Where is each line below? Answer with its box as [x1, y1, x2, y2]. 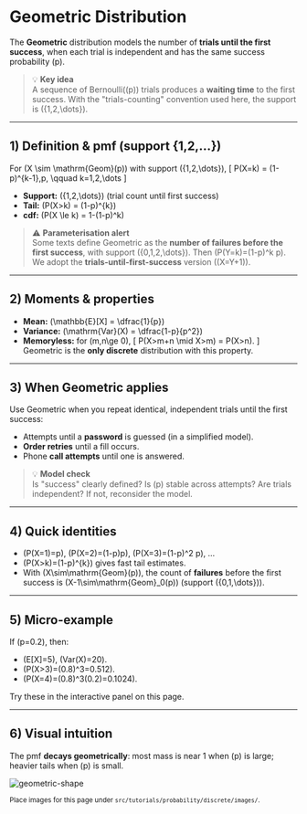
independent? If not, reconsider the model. [31, 489, 194, 500]
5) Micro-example [9, 612, 114, 628]
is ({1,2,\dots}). [31, 103, 89, 114]
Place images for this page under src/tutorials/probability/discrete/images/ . [9, 795, 260, 805]
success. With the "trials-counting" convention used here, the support [31, 93, 297, 104]
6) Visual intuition [9, 726, 113, 742]
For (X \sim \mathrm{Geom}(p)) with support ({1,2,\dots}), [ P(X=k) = [9, 163, 268, 174]
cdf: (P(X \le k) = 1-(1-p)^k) [22, 209, 125, 220]
